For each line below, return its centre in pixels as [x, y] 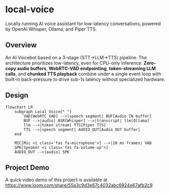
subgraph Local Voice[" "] [43, 112]
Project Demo [27, 167]
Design [17, 95]
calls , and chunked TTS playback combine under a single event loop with [83, 74]
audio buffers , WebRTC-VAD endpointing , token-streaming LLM [87, 68]
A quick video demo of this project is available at [56, 180]
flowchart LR [19, 107]
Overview [21, 45]
